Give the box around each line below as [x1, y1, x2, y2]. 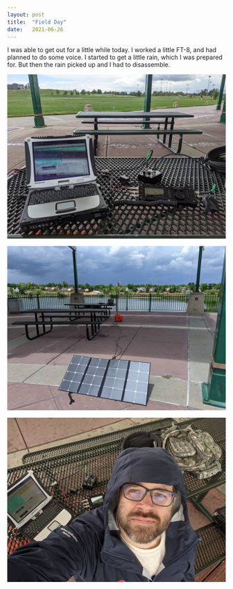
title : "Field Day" [7, 18, 67, 26]
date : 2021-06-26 [7, 26, 64, 33]
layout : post [7, 11, 45, 18]
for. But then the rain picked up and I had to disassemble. [7, 60, 171, 69]
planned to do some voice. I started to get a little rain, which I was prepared [7, 53, 223, 62]
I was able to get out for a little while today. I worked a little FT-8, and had [7, 46, 217, 54]
